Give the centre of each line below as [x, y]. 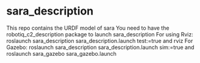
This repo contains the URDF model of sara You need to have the [88, 28]
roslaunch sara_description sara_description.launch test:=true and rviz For [100, 41]
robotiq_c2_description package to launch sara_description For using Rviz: [100, 34]
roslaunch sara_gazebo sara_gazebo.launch [62, 53]
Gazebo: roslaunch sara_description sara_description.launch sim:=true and [100, 47]
